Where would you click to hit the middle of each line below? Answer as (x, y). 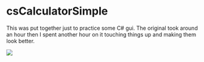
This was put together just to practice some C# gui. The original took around (102, 28)
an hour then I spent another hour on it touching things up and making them (101, 34)
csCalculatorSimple (57, 11)
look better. (21, 41)
